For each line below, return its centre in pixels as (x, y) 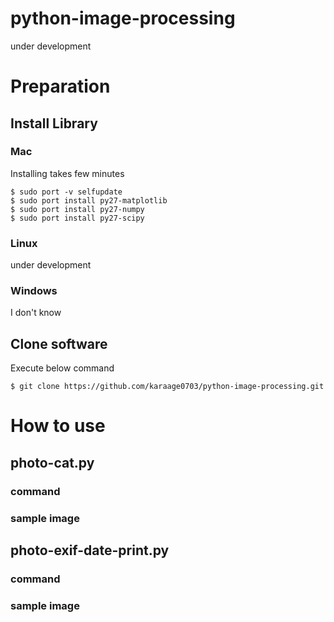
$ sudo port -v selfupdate (66, 192)
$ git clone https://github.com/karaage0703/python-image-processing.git (167, 387)
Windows (34, 291)
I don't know (36, 313)
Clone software (59, 343)
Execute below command (62, 368)
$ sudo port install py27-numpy (77, 209)
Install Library (54, 123)
